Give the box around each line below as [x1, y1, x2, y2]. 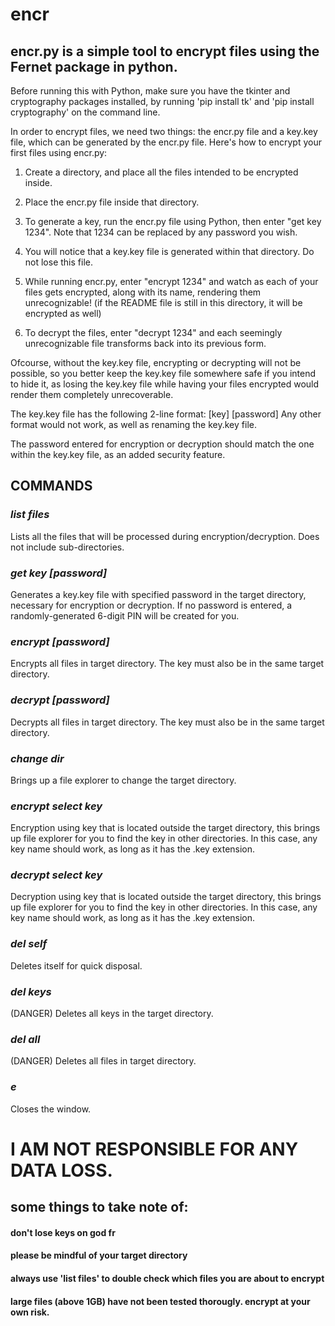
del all [10, 1032, 41, 1046]
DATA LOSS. [10, 1159, 113, 1182]
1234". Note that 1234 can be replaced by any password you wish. [24, 226, 298, 238]
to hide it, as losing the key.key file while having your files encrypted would [10, 378, 320, 390]
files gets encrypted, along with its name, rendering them [24, 286, 262, 298]
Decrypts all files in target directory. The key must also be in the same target [10, 716, 325, 728]
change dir [10, 751, 65, 765]
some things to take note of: [10, 1199, 189, 1216]
